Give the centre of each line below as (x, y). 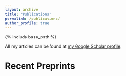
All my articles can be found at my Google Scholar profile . (63, 46)
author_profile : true (27, 23)
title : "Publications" (28, 14)
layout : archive (22, 9)
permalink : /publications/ (33, 19)
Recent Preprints (40, 66)
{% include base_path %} (31, 37)
